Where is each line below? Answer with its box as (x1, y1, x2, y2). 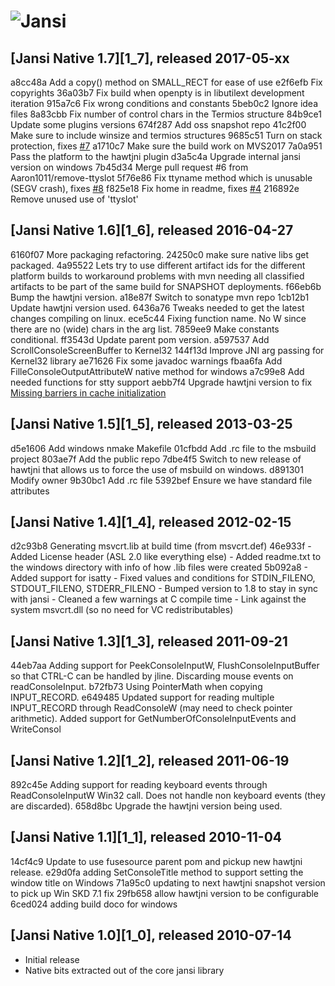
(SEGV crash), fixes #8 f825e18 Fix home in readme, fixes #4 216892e (10, 183, 300, 194)
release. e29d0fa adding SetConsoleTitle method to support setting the (10, 866, 304, 878)
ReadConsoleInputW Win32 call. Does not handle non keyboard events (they (10, 790, 326, 802)
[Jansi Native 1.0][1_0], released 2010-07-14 (10, 927, 292, 944)
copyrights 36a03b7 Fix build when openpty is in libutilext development (10, 87, 305, 99)
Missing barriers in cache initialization (10, 386, 167, 399)
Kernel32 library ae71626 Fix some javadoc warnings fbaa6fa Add (10, 355, 283, 367)
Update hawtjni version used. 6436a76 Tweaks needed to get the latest (10, 301, 305, 314)
